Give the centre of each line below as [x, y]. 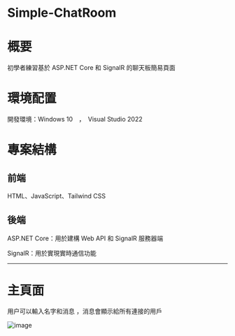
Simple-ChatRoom [62, 13]
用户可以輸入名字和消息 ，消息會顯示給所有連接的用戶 [85, 311]
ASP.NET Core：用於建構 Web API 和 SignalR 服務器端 [85, 238]
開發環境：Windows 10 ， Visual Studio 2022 [75, 119]
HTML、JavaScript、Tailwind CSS [57, 196]
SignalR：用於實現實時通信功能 [52, 253]
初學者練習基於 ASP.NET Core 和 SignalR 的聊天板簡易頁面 [92, 68]
